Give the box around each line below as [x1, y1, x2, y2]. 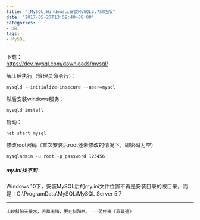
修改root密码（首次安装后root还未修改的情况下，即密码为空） [6, 142, 157, 149]
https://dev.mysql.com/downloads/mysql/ [6, 60, 108, 67]
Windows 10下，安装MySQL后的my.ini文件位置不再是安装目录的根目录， [6, 183, 183, 190]
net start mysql [6, 130, 46, 136]
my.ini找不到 [6, 166, 37, 174]
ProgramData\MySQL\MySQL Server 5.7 [23, 190, 122, 197]
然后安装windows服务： [6, 96, 65, 102]
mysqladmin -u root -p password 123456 [6, 153, 105, 159]
